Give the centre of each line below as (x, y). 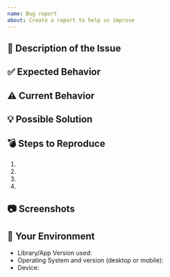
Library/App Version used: (54, 253)
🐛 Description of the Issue (64, 48)
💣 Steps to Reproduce (56, 144)
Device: (28, 268)
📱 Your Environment (51, 236)
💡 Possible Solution (50, 119)
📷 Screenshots (41, 209)
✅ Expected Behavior (54, 72)
